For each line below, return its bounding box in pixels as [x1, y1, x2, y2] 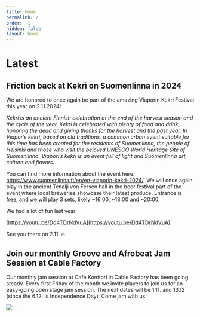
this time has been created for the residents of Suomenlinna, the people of [6, 140, 190, 147]
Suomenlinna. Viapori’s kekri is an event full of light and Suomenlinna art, [6, 153, 187, 160]
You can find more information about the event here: [6, 170, 136, 178]
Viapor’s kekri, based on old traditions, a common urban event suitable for [6, 133, 190, 141]
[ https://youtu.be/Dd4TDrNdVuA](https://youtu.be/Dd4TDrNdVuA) [6, 219, 171, 226]
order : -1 [6, 20, 31, 26]
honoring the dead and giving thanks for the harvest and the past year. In [6, 127, 188, 135]
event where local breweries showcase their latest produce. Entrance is [6, 190, 182, 197]
